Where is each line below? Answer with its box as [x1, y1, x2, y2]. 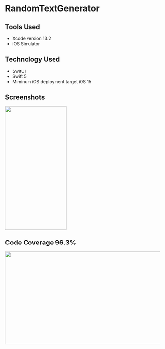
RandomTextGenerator [5, 3, 100, 14]
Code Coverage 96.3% [5, 239, 77, 247]
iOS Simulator [12, 41, 40, 47]
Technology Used [5, 55, 60, 64]
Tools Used [5, 23, 40, 31]
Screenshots [5, 93, 45, 102]
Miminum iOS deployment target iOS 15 [12, 78, 92, 84]
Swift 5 [12, 73, 27, 79]
